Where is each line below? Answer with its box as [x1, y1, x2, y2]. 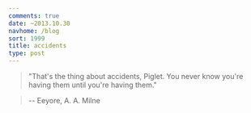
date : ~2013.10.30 [8, 19, 70, 27]
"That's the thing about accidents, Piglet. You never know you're [28, 72, 244, 81]
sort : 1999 [8, 34, 45, 43]
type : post [8, 49, 45, 57]
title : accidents [8, 42, 67, 50]
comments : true [8, 11, 60, 20]
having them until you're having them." [28, 80, 158, 90]
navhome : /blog [8, 27, 60, 35]
